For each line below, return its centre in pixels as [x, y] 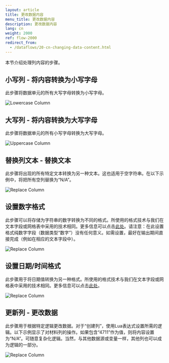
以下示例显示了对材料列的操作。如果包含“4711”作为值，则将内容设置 [84, 332]
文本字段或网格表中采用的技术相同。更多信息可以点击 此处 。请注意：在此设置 [84, 226]
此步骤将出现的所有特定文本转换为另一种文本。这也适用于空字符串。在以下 [82, 173]
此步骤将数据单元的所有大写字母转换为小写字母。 [56, 93]
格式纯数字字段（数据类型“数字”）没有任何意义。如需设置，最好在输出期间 [82, 232]
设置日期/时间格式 [33, 266]
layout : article [22, 10]
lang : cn [14, 29]
